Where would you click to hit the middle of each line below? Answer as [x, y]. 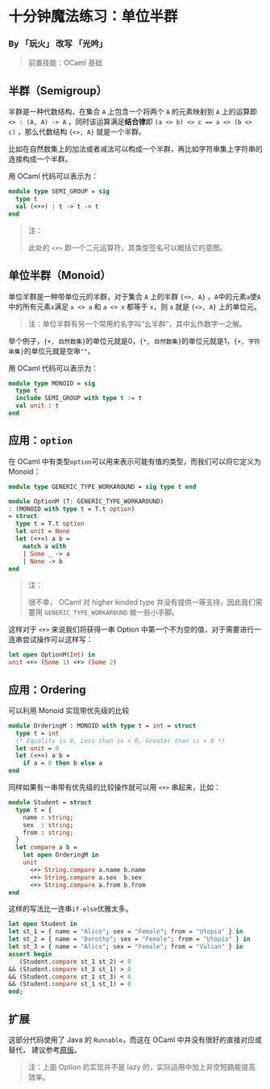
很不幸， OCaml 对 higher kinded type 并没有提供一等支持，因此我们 [141, 603]
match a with [45, 546]
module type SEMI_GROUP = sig [59, 192]
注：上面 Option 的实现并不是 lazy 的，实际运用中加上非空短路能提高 [142, 1067]
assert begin [30, 954]
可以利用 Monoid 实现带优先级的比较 [69, 710]
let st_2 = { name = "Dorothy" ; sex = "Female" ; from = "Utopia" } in [129, 939]
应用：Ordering [47, 689]
